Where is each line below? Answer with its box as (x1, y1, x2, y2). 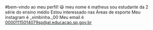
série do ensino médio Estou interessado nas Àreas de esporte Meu (5, 9, 141, 15)
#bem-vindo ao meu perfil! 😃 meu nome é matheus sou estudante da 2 (5, 4, 149, 10)
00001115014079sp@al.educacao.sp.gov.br (5, 19, 92, 25)
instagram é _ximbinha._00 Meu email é (5, 15, 84, 20)
